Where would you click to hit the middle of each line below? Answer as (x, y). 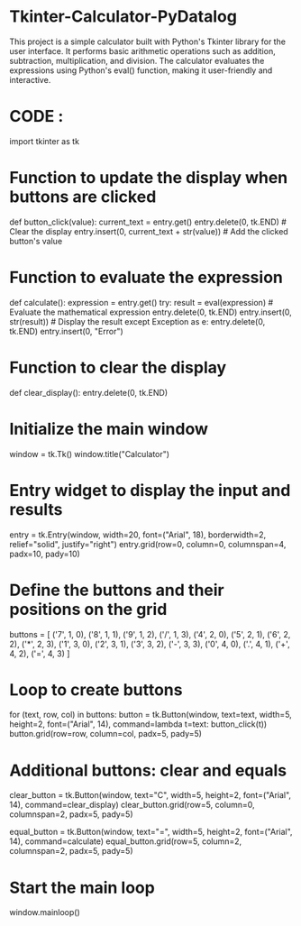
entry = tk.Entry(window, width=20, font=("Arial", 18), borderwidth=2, (138, 535)
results (36, 509)
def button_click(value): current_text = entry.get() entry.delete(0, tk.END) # (148, 222)
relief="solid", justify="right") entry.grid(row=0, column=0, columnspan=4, (148, 544)
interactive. (30, 79)
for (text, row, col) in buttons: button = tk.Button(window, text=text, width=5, (151, 715)
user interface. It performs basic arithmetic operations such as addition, (143, 50)
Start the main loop (82, 888)
